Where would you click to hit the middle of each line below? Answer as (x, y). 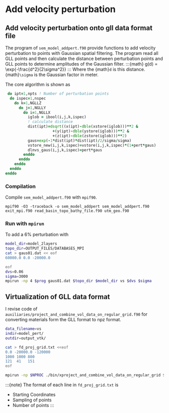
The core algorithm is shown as (38, 84)
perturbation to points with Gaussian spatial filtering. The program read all (82, 53)
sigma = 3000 (17, 276)
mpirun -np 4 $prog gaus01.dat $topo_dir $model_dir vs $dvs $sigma (78, 281)
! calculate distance (50, 122)
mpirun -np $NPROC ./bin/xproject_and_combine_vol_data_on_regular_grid (83, 375)
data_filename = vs (23, 329)
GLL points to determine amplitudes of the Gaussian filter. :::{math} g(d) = (81, 64)
